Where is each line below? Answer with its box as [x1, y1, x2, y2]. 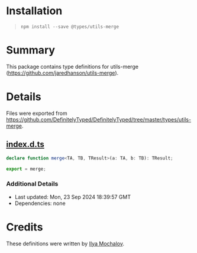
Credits [6, 220, 43, 233]
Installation [6, 4, 63, 18]
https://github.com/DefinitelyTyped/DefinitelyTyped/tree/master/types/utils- [6, 116, 191, 123]
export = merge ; [6, 166, 46, 172]
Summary [6, 43, 55, 57]
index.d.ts [6, 139, 44, 149]
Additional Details [6, 180, 59, 188]
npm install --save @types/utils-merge [20, 24, 120, 30]
